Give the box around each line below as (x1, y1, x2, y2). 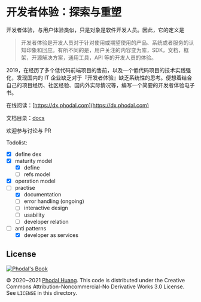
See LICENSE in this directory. (6, 289, 78, 296)
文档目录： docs (6, 114, 45, 121)
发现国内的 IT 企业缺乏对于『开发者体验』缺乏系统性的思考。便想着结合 (16, 74, 193, 81)
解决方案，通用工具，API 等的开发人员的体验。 (41, 54, 157, 61)
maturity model (14, 158, 53, 164)
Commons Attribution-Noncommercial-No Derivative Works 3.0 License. (6, 283, 185, 290)
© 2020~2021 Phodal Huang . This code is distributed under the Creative (6, 276, 185, 283)
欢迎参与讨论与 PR (6, 127, 51, 134)
